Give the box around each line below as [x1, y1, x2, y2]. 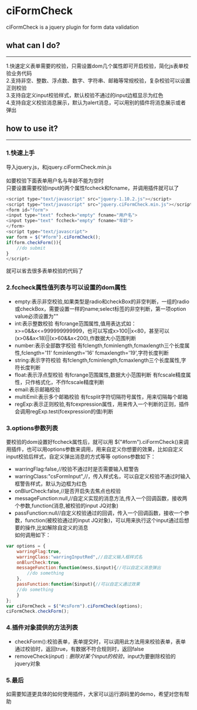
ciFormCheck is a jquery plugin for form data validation [6, 23, 139, 30]
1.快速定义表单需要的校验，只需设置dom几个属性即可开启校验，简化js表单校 [6, 62, 189, 69]
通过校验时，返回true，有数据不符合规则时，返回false [14, 645, 144, 652]
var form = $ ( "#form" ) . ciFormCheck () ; [6, 234, 101, 240]
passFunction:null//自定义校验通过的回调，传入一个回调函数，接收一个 [14, 509, 185, 517]
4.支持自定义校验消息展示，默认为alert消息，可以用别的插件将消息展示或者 [6, 98, 186, 106]
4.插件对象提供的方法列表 [6, 623, 78, 631]
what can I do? [6, 40, 60, 50]
